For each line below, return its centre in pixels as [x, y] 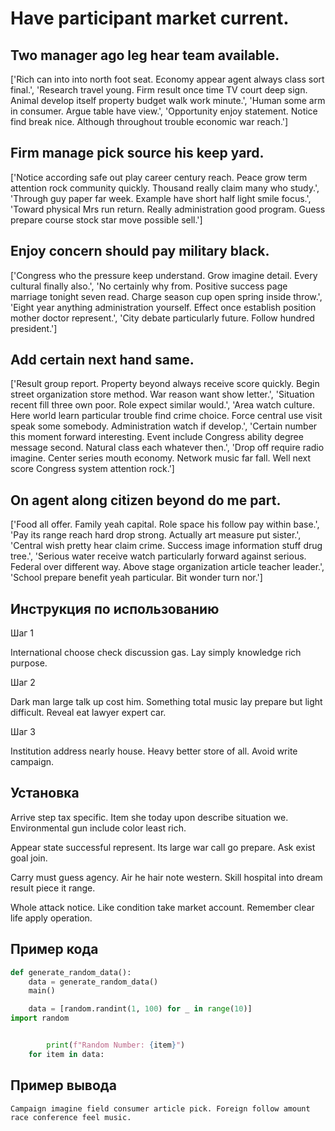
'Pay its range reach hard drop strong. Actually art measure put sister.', [156, 535]
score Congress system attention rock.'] [92, 469]
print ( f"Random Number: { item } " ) [116, 1045]
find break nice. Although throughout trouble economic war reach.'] [149, 121]
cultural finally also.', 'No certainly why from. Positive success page [149, 286]
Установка [45, 793]
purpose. [29, 663]
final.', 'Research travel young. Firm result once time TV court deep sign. [159, 90]
